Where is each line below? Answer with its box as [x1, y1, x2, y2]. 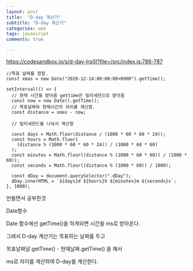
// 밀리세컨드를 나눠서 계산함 [11, 121, 74, 127]
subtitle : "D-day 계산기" [6, 20, 67, 26]
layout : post [6, 8, 39, 15]
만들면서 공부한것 [6, 195, 46, 201]
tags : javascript [6, 31, 49, 37]
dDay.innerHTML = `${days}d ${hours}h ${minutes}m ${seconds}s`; [11, 178, 177, 184]
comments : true [6, 36, 44, 42]
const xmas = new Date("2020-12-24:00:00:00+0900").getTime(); [6, 76, 166, 82]
